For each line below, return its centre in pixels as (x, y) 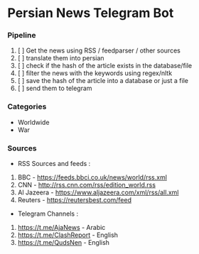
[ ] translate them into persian (61, 58)
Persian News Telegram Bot (91, 13)
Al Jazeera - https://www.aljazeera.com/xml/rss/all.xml (98, 192)
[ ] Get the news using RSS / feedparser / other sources (99, 50)
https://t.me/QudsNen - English (64, 243)
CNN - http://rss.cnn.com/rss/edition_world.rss (87, 185)
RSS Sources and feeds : (54, 164)
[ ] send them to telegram (55, 88)
